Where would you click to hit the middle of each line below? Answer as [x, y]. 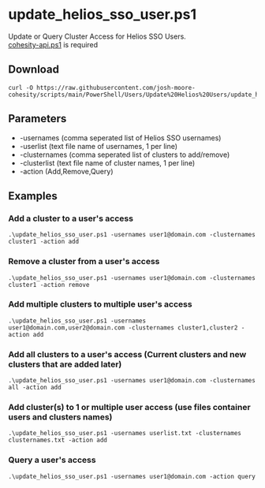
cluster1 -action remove [49, 285]
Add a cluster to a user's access [71, 218]
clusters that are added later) [65, 364]
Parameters [37, 119]
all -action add [35, 388]
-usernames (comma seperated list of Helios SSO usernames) [120, 138]
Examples [33, 196]
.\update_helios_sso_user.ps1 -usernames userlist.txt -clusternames [125, 434]
